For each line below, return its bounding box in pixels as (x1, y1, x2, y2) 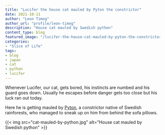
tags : (5, 48, 16, 53)
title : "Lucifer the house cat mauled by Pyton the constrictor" (5, 7, 141, 12)
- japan (5, 57, 21, 62)
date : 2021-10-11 (5, 12, 41, 17)
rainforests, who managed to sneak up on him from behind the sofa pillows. (5, 109, 158, 115)
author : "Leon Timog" (5, 16, 50, 21)
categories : (5, 39, 29, 44)
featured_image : (5, 35, 38, 40)
